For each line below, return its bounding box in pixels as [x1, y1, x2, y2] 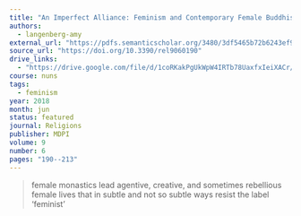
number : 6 [9, 146, 47, 155]
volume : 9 [9, 138, 47, 147]
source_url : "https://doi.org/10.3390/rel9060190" [9, 47, 202, 56]
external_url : [9, 38, 63, 48]
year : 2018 [9, 96, 50, 106]
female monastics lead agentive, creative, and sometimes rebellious [30, 179, 282, 190]
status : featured [9, 113, 74, 122]
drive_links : [9, 55, 58, 64]
